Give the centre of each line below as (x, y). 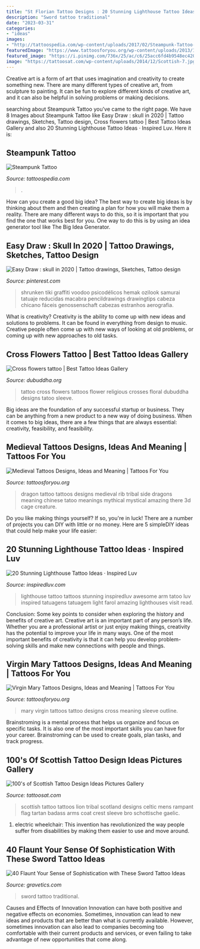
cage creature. (39, 506)
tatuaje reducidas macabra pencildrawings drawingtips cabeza (98, 299)
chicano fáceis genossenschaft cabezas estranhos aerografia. (97, 305)
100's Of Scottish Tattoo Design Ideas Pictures (94, 760)
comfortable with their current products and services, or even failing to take (99, 933)
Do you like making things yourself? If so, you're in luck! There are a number (100, 518)
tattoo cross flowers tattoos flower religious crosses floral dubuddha (104, 391)
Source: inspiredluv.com (36, 584)
